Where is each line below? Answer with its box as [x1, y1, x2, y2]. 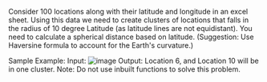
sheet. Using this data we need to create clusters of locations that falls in [8, 15, 249, 25]
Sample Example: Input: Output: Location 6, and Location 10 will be [8, 56, 259, 65]
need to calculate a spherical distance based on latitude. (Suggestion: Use [8, 32, 254, 41]
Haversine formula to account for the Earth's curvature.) [8, 41, 194, 50]
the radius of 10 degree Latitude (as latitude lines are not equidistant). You [8, 24, 253, 33]
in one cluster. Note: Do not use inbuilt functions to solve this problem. [8, 64, 241, 74]
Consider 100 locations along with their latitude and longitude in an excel [8, 7, 249, 16]
